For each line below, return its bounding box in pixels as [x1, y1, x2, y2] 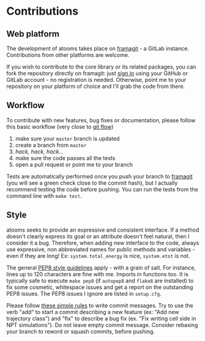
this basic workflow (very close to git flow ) [6, 123, 114, 130]
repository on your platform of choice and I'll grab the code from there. [6, 82, 185, 90]
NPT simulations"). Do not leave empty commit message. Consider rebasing [6, 321, 198, 328]
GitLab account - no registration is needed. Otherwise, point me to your [6, 76, 187, 83]
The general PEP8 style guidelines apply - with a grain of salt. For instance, [6, 264, 196, 271]
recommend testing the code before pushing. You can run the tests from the [6, 185, 199, 193]
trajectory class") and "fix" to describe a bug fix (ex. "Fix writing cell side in [6, 315, 196, 322]
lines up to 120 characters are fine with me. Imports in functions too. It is [6, 270, 188, 277]
